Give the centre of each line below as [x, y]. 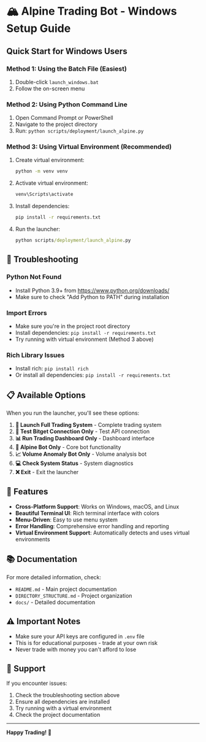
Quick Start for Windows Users [67, 51]
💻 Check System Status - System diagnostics [74, 463]
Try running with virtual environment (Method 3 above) [84, 339]
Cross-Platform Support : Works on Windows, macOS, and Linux [97, 506]
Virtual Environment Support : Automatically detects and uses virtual [102, 533]
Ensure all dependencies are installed [63, 702]
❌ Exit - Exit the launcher [47, 472]
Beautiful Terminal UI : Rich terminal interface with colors [87, 513]
